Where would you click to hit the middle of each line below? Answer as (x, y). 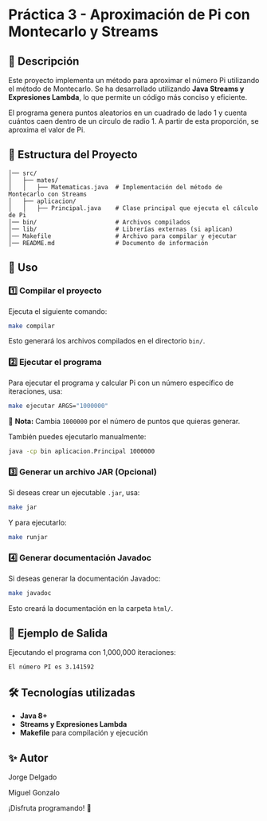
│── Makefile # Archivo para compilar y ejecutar (123, 236)
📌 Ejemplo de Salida (58, 634)
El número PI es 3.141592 (51, 667)
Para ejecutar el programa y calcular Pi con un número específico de (121, 383)
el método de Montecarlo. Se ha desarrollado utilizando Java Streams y (126, 89)
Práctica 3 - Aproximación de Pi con (130, 15)
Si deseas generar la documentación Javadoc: (84, 578)
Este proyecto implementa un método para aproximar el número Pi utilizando (134, 80)
